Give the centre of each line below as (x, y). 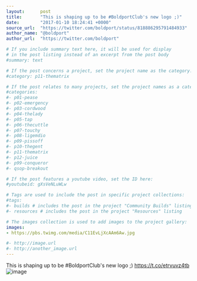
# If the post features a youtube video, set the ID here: (80, 179)
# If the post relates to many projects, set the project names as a (93, 87)
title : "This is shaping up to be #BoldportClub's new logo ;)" (94, 17)
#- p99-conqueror (27, 163)
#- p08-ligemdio (26, 136)
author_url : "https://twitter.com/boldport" (62, 39)
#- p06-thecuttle (27, 125)
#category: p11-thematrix (38, 76)
